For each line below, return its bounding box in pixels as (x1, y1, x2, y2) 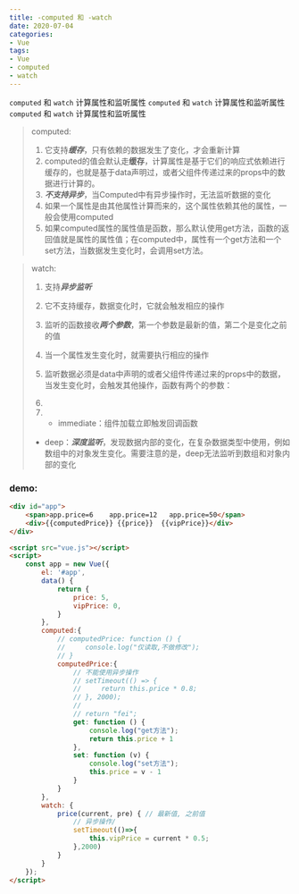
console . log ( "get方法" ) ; (88, 726, 179, 735)
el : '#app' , (41, 569, 87, 578)
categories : (9, 30, 54, 38)
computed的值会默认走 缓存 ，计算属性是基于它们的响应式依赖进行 (44, 156, 286, 166)
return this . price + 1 (88, 734, 174, 743)
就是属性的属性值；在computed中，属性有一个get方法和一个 (60, 233, 282, 244)
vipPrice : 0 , (72, 601, 122, 611)
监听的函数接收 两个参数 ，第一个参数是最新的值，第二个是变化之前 (44, 319, 287, 330)
